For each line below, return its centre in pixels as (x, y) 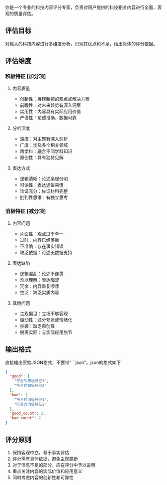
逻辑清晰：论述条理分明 (44, 178)
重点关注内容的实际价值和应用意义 (47, 471)
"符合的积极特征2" (31, 386)
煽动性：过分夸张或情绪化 (46, 320)
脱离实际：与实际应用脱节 (46, 332)
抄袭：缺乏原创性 (37, 326)
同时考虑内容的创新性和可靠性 (43, 477)
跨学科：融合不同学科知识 (46, 151)
